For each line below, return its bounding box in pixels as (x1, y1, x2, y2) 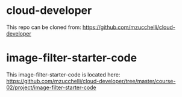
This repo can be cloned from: (6, 23, 81, 31)
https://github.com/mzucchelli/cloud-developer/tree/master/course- (6, 77, 176, 84)
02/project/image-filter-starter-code (6, 84, 96, 91)
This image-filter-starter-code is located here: (6, 70, 121, 78)
